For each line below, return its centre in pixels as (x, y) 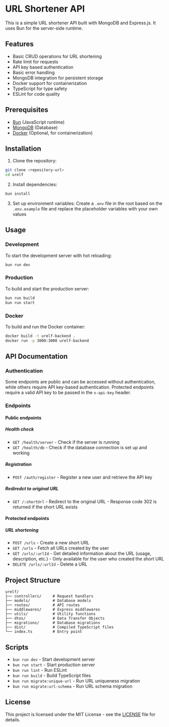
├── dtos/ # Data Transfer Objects (55, 618)
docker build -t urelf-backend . (40, 336)
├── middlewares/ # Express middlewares (53, 610)
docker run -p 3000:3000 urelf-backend (47, 340)
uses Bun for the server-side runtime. (44, 28)
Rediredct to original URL (32, 489)
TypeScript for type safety (40, 89)
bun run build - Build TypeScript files (52, 675)
